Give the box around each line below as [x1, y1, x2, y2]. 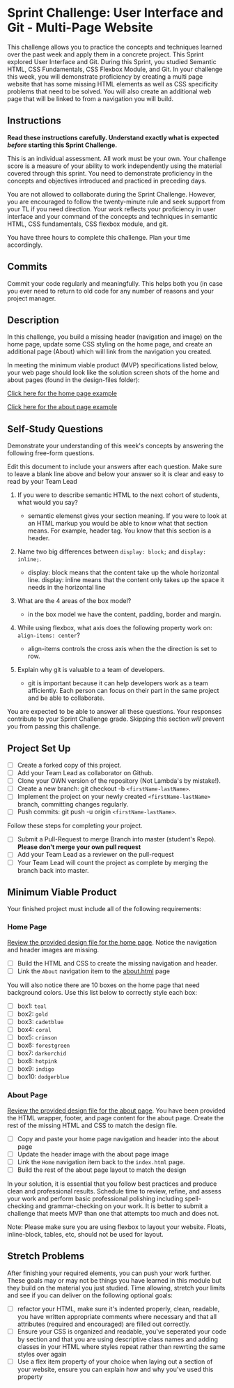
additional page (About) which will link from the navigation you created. [7, 347, 212, 356]
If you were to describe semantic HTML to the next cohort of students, [17, 491, 220, 499]
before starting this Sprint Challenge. [7, 141, 118, 149]
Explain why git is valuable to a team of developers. [17, 666, 165, 674]
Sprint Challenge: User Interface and [7, 5, 224, 21]
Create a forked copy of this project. [17, 761, 122, 769]
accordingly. [7, 241, 43, 249]
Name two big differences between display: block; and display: [17, 547, 207, 556]
